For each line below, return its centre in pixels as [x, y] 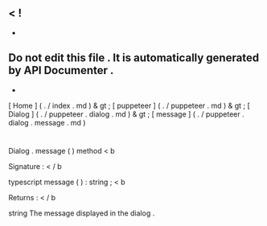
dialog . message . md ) [47, 122]
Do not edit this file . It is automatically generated [134, 58]
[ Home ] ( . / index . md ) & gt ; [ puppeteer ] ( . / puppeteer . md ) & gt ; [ [129, 105]
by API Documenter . [61, 70]
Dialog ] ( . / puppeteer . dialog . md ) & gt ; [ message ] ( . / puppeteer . [126, 114]
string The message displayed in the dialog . [82, 213]
